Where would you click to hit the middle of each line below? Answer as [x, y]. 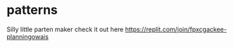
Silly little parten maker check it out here [65, 29]
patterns [32, 10]
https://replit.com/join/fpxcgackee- [176, 29]
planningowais [27, 36]
